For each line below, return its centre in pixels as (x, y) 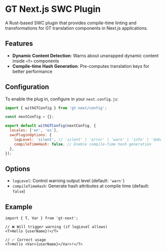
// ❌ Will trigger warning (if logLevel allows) (56, 227)
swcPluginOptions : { (31, 135)
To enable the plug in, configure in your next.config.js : (62, 99)
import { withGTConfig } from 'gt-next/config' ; (56, 108)
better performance (32, 71)
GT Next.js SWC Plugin (53, 9)
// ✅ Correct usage (25, 240)
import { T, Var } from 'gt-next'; (42, 218)
